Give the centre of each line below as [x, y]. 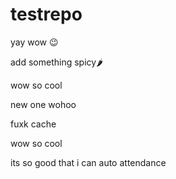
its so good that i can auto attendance [88, 162]
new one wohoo [43, 104]
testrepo [46, 14]
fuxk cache [33, 124]
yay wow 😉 [34, 42]
